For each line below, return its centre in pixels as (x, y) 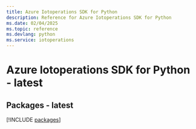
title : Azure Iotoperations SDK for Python (62, 12)
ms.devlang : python (31, 35)
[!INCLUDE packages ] (34, 120)
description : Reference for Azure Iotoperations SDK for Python (89, 18)
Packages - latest (40, 105)
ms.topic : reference (32, 29)
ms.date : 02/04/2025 (32, 23)
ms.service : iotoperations (40, 40)
